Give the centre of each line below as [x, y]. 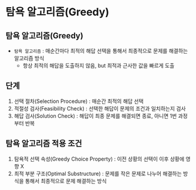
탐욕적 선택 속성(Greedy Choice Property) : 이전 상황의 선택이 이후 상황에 [99, 159]
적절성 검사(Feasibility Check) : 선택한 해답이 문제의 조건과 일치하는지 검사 [100, 108]
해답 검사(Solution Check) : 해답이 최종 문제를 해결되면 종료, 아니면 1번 [95, 116]
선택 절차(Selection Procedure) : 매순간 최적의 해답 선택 [79, 101]
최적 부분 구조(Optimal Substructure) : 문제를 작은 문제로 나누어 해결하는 [98, 174]
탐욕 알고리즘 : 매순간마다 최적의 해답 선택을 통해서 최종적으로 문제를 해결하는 [101, 51]
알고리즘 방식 [29, 58]
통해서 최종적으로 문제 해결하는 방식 [66, 181]
